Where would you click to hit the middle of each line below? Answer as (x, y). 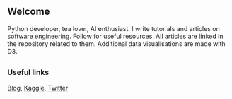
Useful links (28, 72)
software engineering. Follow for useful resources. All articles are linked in (115, 36)
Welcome (29, 12)
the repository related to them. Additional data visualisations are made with (116, 43)
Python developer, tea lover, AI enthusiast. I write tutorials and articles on (114, 28)
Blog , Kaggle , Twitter (38, 88)
